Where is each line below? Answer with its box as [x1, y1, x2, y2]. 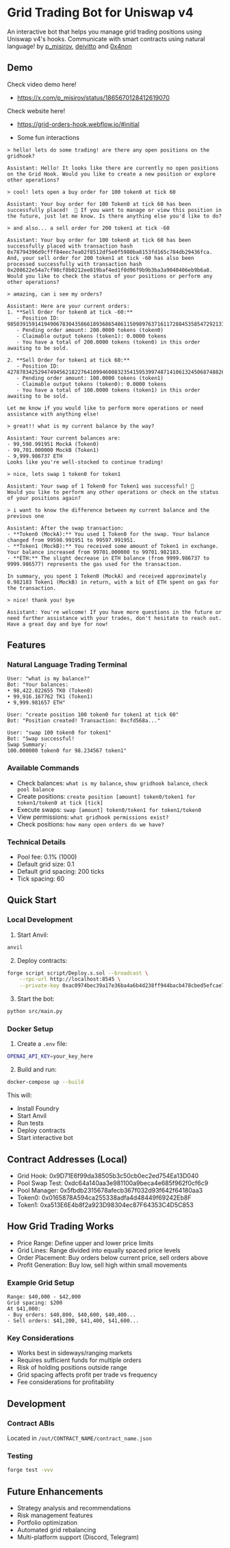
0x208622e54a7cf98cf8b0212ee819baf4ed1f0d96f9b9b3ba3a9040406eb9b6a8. [7, 266, 213, 274]
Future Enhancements [7, 1486, 104, 1497]
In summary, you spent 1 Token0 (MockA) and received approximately [7, 573, 207, 580]
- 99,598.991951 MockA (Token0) [7, 440, 99, 447]
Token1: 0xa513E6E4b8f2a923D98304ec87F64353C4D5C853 [16, 1200, 194, 1208]
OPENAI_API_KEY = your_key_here [7, 1053, 94, 1060]
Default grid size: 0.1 [16, 860, 75, 868]
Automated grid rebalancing [16, 1526, 97, 1534]
